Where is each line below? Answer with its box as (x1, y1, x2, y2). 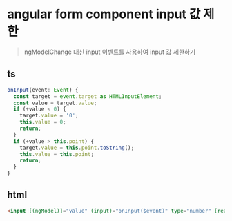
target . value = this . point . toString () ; (19, 144, 135, 151)
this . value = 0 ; (19, 119, 67, 126)
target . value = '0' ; (19, 112, 79, 119)
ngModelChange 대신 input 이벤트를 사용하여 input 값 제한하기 (23, 48, 196, 56)
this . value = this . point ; (19, 151, 95, 157)
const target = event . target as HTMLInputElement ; (13, 93, 162, 100)
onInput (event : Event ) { (7, 86, 79, 93)
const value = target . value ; (13, 99, 97, 106)
